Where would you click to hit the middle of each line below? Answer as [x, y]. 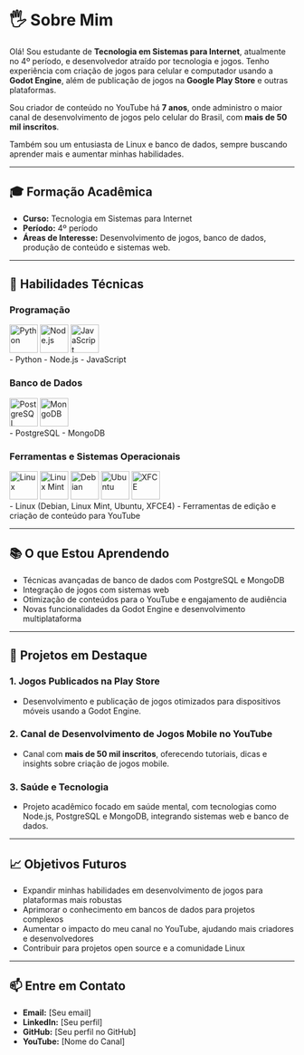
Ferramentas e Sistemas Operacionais [95, 456]
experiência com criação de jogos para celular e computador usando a [141, 71]
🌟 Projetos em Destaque [78, 656]
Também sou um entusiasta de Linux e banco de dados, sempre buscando [148, 144]
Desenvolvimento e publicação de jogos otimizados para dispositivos [152, 701]
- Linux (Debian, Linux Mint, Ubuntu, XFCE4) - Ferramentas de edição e [143, 506]
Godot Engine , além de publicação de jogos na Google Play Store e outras [149, 80]
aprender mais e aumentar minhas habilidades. [97, 154]
